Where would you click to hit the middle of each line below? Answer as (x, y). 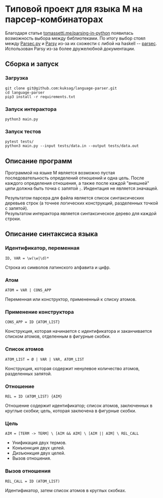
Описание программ (39, 161)
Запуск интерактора (31, 109)
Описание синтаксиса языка (51, 234)
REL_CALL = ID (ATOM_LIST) (33, 481)
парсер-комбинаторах (54, 19)
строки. (13, 219)
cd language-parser (25, 92)
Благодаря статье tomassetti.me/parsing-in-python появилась (69, 33)
